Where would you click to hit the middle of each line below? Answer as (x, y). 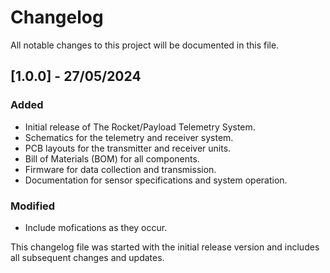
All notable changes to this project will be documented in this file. (145, 45)
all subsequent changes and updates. (87, 257)
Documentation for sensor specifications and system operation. (156, 180)
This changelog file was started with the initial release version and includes (165, 247)
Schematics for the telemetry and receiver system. (129, 137)
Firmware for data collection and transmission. (120, 169)
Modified (33, 206)
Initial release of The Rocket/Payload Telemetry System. (140, 127)
